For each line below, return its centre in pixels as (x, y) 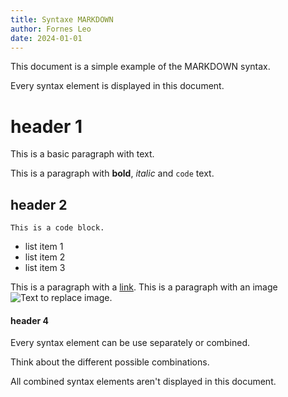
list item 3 (45, 268)
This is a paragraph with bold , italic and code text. (112, 173)
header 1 (46, 126)
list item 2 (45, 257)
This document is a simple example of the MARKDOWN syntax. (140, 67)
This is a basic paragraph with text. (82, 154)
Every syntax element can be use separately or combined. (130, 343)
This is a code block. (57, 228)
